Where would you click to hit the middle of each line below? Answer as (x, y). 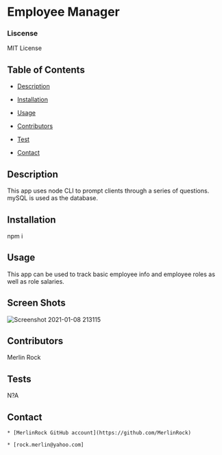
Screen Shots (37, 303)
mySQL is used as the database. (52, 198)
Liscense (23, 34)
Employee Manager (63, 12)
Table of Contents (46, 70)
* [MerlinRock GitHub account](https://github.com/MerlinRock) (99, 432)
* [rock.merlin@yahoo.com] (46, 445)
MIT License (25, 48)
